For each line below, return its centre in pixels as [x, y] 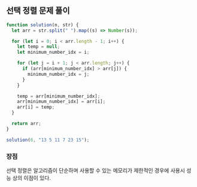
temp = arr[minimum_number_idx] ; [59, 96]
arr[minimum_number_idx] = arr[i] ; [61, 102]
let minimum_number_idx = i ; [53, 53]
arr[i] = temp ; [36, 107]
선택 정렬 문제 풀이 [38, 11]
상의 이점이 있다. [31, 177]
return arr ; [27, 124]
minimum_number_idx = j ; [59, 74]
